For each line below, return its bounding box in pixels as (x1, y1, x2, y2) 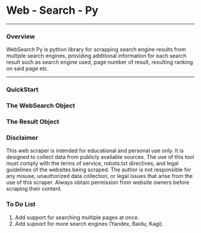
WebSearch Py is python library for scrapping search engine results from (6, 46, 187, 53)
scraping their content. (6, 185, 63, 192)
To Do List (6, 200, 36, 209)
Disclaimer (6, 133, 38, 142)
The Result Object (6, 118, 60, 125)
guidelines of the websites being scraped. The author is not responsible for (6, 166, 191, 173)
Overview (6, 32, 35, 41)
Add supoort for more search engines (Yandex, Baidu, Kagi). (14, 220, 164, 227)
